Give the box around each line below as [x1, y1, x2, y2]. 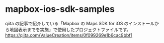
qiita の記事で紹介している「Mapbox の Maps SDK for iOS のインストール [5, 20, 155, 26]
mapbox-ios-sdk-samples [5, 3, 115, 15]
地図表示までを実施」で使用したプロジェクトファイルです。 [9, 26, 131, 33]
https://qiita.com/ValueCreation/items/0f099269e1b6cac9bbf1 [5, 32, 133, 38]
